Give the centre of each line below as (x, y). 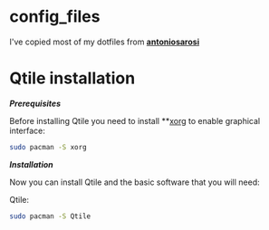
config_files (55, 17)
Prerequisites (35, 103)
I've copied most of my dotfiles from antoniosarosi (105, 42)
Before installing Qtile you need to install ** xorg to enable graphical (135, 120)
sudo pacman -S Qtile (50, 216)
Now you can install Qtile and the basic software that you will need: (134, 182)
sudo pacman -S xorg (48, 147)
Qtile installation (72, 78)
